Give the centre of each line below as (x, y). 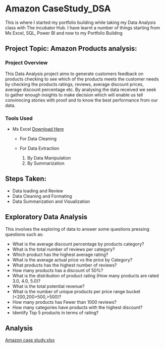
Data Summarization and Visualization (51, 201)
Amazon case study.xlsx (30, 340)
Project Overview (27, 63)
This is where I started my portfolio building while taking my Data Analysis (81, 22)
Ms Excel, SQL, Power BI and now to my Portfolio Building (64, 33)
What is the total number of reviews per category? (63, 249)
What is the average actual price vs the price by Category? (72, 260)
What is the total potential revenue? (49, 286)
